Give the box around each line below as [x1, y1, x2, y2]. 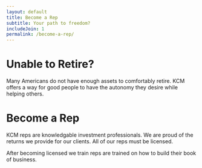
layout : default [6, 8, 47, 15]
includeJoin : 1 [6, 25, 45, 32]
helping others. [6, 90, 44, 97]
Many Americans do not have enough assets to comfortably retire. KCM [6, 77, 185, 85]
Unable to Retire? [6, 57, 95, 71]
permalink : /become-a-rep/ [6, 31, 74, 37]
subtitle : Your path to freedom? [6, 20, 91, 26]
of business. [6, 156, 37, 163]
